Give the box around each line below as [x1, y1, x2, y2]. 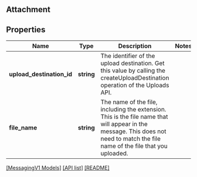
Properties [6, 25, 46, 35]
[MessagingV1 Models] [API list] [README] [6, 164, 110, 172]
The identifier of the [100, 52, 155, 60]
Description [118, 42, 152, 50]
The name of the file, [100, 98, 158, 106]
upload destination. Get [100, 59, 165, 67]
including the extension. [100, 105, 167, 114]
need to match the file [100, 135, 161, 143]
